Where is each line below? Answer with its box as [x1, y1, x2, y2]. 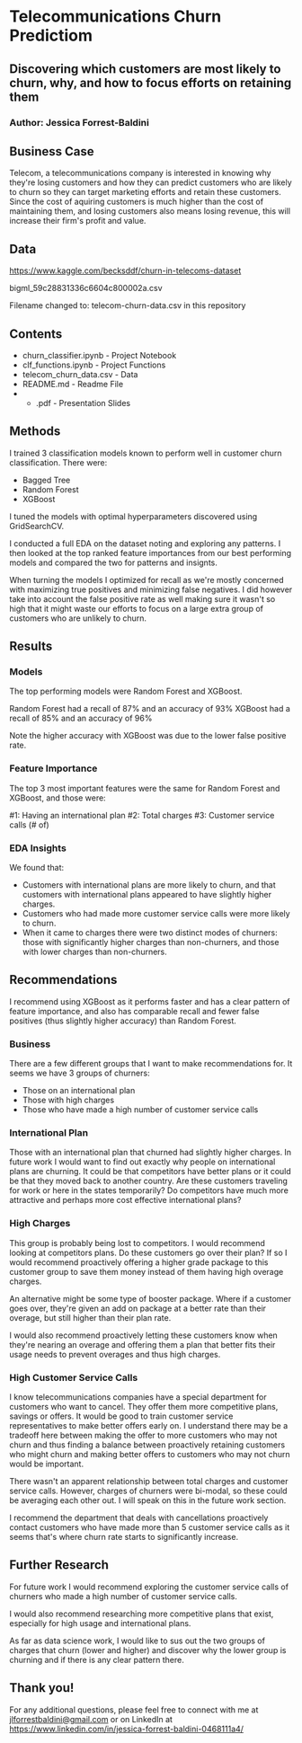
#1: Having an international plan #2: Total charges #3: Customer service [9, 810, 275, 820]
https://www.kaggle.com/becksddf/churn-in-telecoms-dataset [9, 265, 242, 276]
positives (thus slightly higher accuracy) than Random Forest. [9, 1015, 236, 1026]
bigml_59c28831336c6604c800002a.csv [9, 283, 164, 294]
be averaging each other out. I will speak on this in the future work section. [9, 1495, 287, 1506]
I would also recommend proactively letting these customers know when [9, 1330, 279, 1340]
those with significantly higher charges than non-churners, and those [22, 937, 280, 948]
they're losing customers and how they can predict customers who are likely [9, 177, 292, 188]
